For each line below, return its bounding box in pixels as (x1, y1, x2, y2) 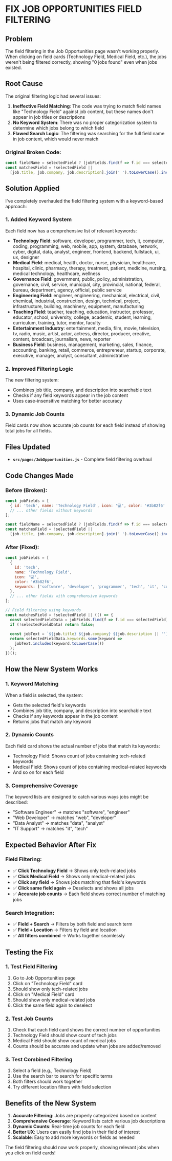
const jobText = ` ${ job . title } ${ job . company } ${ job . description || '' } (10, 631, 168, 637)
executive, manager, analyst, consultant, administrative (12, 352, 129, 358)
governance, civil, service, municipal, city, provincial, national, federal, (12, 281, 161, 287)
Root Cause (5, 79, 44, 88)
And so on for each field (12, 769, 64, 775)
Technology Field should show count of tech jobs (12, 1032, 117, 1039)
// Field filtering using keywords (5, 608, 81, 613)
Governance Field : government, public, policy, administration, (12, 276, 144, 282)
